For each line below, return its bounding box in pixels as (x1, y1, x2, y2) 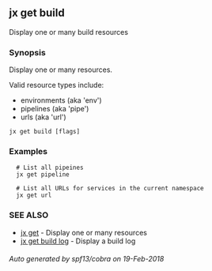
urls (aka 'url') (20, 112, 66, 122)
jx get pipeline (16, 171, 70, 179)
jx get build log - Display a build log (20, 236, 136, 246)
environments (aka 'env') (20, 96, 102, 105)
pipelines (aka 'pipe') (20, 104, 89, 114)
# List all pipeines (16, 164, 84, 172)
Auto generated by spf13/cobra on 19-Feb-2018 (9, 254, 165, 264)
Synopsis (9, 47, 46, 58)
